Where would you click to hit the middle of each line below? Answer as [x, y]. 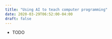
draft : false [18, 19]
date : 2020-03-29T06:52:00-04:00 [39, 14]
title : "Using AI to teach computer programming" [56, 10]
